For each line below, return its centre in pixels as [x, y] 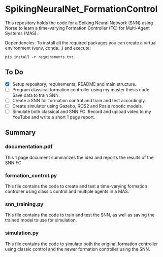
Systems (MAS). [21, 33]
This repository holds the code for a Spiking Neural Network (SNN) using [79, 23]
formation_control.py [31, 175]
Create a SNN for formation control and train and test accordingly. [79, 100]
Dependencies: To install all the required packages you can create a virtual [81, 42]
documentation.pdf [29, 147]
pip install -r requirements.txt [39, 57]
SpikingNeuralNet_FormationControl [81, 9]
